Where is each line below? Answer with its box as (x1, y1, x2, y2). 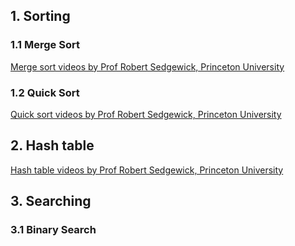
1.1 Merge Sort (10, 38, 80, 52)
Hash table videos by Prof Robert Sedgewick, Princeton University (10, 164, 284, 176)
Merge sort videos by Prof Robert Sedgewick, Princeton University (10, 60, 285, 73)
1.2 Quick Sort (10, 85, 80, 99)
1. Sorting (10, 8, 71, 25)
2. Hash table (10, 137, 95, 154)
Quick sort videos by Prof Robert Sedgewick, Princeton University (10, 108, 282, 120)
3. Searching (10, 193, 92, 210)
